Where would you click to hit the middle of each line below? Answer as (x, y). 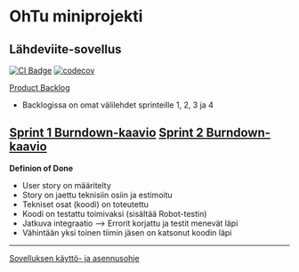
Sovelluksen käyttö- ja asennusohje (74, 258)
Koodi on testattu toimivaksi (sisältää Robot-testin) (114, 213)
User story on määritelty (66, 185)
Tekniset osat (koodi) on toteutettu (85, 204)
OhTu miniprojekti (76, 16)
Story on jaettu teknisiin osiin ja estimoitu (97, 195)
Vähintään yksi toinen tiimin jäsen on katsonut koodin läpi (127, 232)
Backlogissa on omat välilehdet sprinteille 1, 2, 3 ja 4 (117, 105)
